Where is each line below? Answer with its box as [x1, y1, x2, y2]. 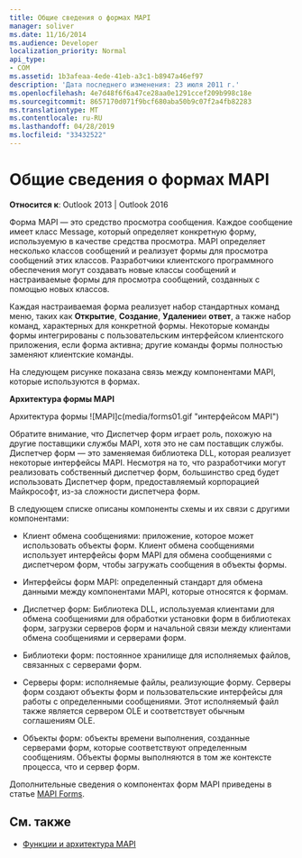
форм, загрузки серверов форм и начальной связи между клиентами [22, 623, 291, 634]
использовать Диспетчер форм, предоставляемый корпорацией [9, 476, 260, 487]
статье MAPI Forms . [9, 788, 86, 799]
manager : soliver [9, 22, 75, 31]
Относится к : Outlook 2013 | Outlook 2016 [9, 199, 169, 210]
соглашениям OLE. [22, 715, 96, 726]
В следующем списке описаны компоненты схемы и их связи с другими [9, 503, 290, 514]
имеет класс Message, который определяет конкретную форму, [9, 226, 257, 237]
